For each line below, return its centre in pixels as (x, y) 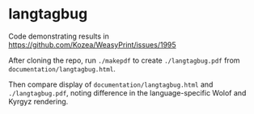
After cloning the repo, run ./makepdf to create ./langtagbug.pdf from (124, 60)
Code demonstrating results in (59, 36)
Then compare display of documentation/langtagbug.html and (111, 84)
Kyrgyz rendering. (38, 101)
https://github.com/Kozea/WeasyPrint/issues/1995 (92, 44)
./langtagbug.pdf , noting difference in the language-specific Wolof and (127, 92)
